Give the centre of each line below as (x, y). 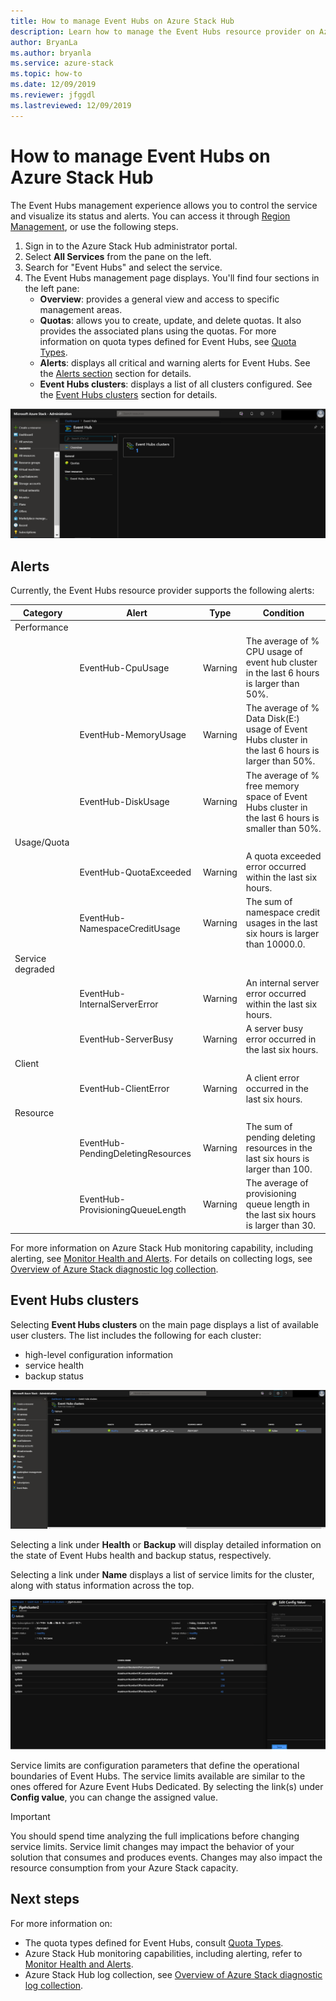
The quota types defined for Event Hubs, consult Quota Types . (154, 1942)
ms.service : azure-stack (62, 63)
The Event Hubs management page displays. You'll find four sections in (172, 277)
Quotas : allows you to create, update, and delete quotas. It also (170, 320)
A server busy (274, 1029)
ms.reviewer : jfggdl (53, 95)
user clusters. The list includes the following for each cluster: (136, 1335)
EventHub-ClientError (124, 1088)
